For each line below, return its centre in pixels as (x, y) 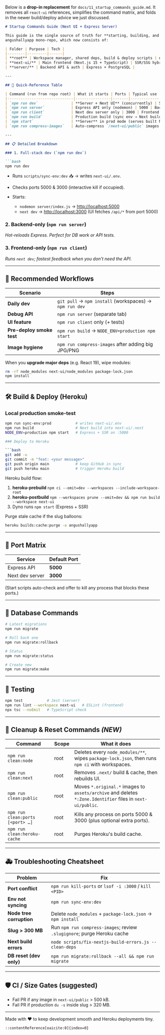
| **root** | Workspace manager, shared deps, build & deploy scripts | (81, 58)
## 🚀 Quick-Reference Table (34, 85)
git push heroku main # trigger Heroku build (65, 468)
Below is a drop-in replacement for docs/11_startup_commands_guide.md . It (80, 7)
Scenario (30, 293)
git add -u (16, 455)
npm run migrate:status (29, 656)
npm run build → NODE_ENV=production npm (106, 331)
